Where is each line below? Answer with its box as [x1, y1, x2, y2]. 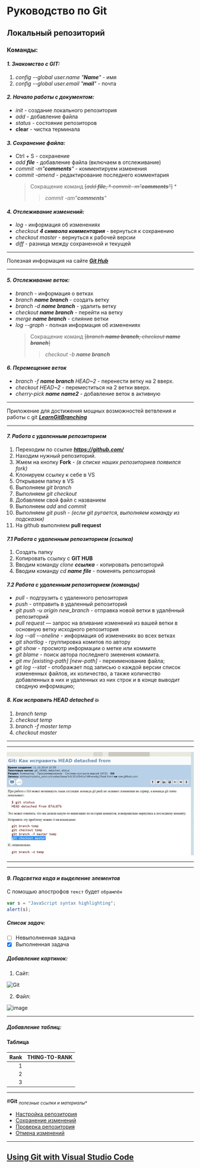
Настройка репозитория [15, 1110, 78, 1117]
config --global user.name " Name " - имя [15, 73, 117, 81]
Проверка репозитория [15, 1123, 75, 1130]
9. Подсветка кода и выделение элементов [7, 875, 120, 882]
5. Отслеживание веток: [7, 276, 70, 284]
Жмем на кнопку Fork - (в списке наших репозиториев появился [15, 458, 181, 465]
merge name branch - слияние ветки [15, 315, 109, 322]
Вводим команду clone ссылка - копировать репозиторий [15, 561, 164, 568]
